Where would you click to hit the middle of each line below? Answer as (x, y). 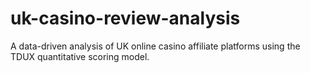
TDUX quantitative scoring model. (80, 56)
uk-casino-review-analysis (125, 18)
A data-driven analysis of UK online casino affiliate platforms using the (155, 46)
